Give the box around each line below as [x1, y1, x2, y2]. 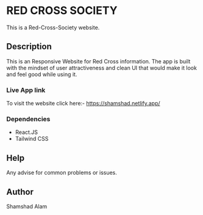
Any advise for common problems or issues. [6, 169, 118, 177]
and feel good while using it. [6, 71, 77, 78]
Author [6, 186, 34, 197]
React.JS [15, 129, 38, 136]
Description [6, 41, 52, 52]
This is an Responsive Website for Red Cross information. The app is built [6, 57, 191, 65]
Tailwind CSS [15, 135, 49, 143]
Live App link [6, 86, 46, 94]
